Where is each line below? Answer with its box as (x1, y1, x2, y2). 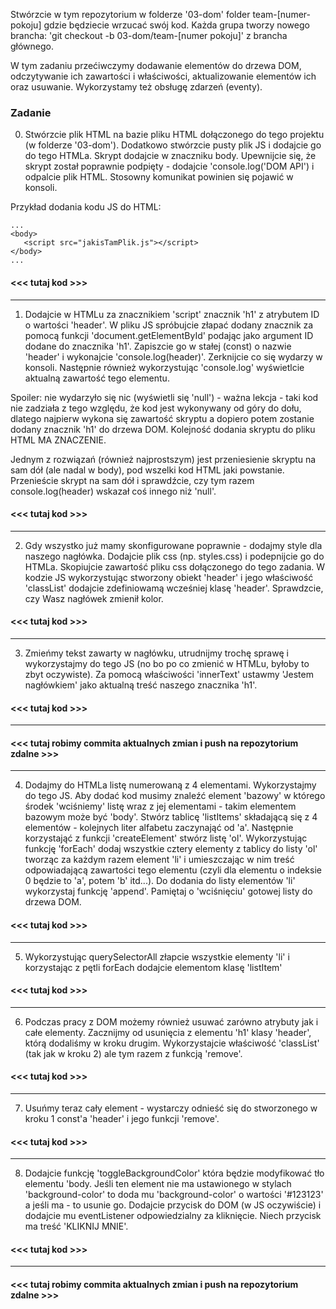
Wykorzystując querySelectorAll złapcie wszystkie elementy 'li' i (24, 950, 290, 963)
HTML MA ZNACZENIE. (10, 434, 107, 446)
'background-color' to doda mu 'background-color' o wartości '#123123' (24, 1189, 324, 1201)
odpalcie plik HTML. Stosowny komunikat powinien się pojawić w (24, 171, 294, 183)
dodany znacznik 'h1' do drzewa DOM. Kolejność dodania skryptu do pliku (10, 423, 316, 435)
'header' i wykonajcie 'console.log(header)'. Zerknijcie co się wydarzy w (24, 350, 323, 363)
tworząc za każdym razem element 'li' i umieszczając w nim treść (24, 854, 295, 866)
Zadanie (10, 105, 52, 119)
